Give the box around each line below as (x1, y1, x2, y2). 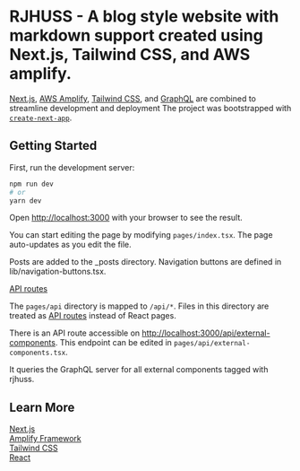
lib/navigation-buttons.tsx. (9, 266, 107, 277)
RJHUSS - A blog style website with (9, 6, 279, 27)
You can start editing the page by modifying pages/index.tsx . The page (9, 230, 273, 240)
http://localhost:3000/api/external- (141, 327, 270, 338)
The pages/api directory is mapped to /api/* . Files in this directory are (9, 301, 270, 311)
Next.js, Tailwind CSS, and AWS (9, 45, 251, 65)
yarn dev (9, 196, 42, 205)
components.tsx (9, 348, 66, 358)
